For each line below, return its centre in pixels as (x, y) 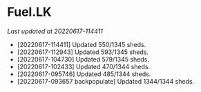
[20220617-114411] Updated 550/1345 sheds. (82, 44)
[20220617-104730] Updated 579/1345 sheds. (83, 59)
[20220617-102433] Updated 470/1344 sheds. (84, 66)
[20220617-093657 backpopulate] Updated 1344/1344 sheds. (106, 81)
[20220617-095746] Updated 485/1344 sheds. (84, 74)
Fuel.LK (29, 12)
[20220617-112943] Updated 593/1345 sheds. (83, 52)
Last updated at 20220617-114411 (55, 31)
